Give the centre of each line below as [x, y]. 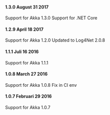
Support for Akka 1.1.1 [27, 62]
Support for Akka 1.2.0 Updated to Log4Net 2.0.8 [55, 40]
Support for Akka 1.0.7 [28, 108]
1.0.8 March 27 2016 [27, 74]
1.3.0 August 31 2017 [27, 7]
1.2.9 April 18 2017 [24, 29]
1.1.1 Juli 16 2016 [22, 52]
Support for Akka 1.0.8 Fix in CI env [41, 85]
